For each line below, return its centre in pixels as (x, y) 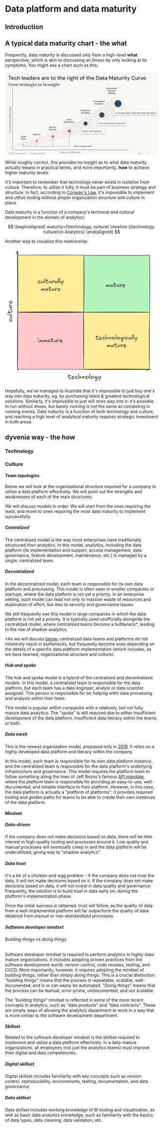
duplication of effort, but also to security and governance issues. (70, 604)
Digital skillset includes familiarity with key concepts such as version (73, 1076)
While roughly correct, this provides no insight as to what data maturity (76, 162)
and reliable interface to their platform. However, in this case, (94, 787)
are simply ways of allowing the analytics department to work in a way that (80, 1010)
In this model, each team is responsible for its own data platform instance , (79, 761)
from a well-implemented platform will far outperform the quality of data (77, 911)
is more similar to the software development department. (62, 1015)
